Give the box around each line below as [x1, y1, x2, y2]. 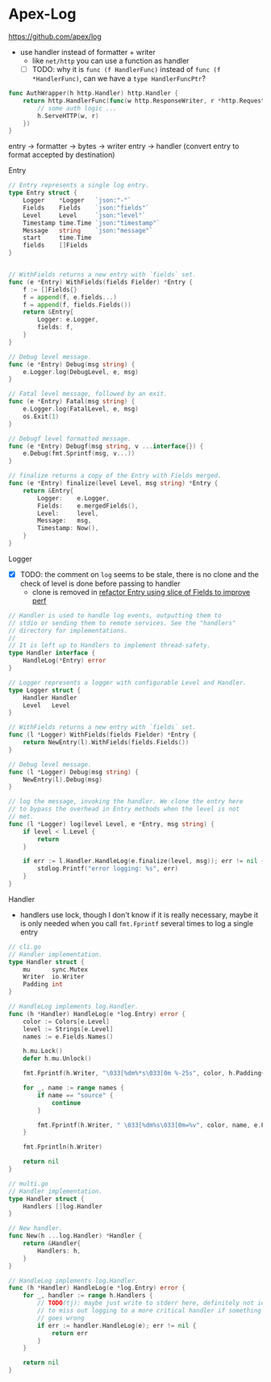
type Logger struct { [8, 686, 81, 694]
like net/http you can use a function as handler [31, 56, 190, 65]
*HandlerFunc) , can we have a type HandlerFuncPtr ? [31, 74, 206, 83]
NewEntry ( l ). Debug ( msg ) [23, 775, 103, 784]
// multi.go [8, 1179, 48, 1188]
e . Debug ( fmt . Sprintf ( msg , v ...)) [23, 449, 135, 457]
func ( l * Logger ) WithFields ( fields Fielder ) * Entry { [8, 731, 197, 739]
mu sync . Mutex [23, 965, 89, 974]
